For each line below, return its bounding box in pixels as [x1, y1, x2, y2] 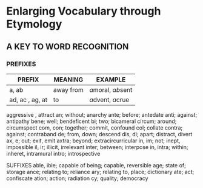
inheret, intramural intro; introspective [6, 150, 101, 157]
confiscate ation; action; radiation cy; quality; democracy [6, 175, 148, 182]
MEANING [53, 75, 84, 83]
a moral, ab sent [89, 85, 133, 94]
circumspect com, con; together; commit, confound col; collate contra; [6, 124, 183, 131]
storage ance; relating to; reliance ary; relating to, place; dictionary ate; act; [6, 168, 195, 175]
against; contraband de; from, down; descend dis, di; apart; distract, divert [6, 130, 193, 138]
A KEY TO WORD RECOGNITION [6, 41, 129, 52]
